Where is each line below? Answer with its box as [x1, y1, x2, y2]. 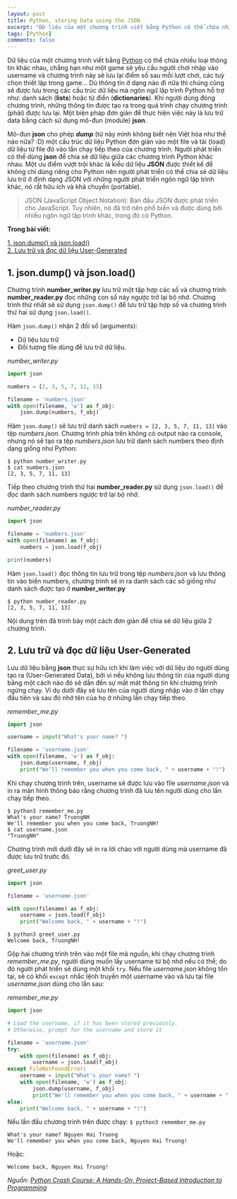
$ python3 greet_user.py [7, 931, 80, 938]
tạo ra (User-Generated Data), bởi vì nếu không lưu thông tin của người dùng [7, 671, 230, 679]
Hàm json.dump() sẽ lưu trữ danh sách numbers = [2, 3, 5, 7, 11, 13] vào [7, 422, 228, 430]
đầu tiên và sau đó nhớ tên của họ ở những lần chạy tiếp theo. [7, 693, 187, 702]
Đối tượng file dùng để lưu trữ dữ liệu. [17, 342, 127, 351]
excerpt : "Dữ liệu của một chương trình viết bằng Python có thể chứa [7, 23, 219, 30]
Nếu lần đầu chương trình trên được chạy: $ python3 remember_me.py [7, 1118, 206, 1126]
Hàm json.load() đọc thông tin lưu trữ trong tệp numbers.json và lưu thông [7, 569, 226, 577]
